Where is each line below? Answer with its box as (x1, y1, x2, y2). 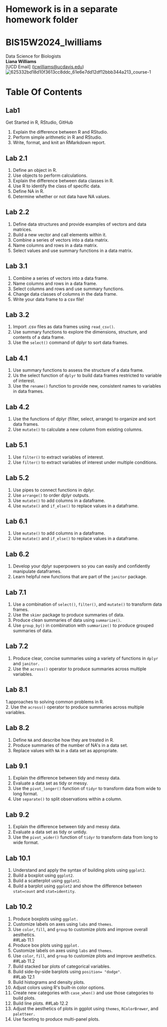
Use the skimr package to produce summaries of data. (12, 612, 125, 618)
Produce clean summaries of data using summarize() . (12, 617, 122, 623)
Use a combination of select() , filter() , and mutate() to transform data (12, 601, 162, 607)
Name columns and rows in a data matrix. (12, 242, 98, 248)
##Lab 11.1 (12, 937, 34, 943)
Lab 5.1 (5, 441, 28, 449)
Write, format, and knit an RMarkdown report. (12, 140, 106, 146)
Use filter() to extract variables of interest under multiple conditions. (12, 459, 158, 465)
